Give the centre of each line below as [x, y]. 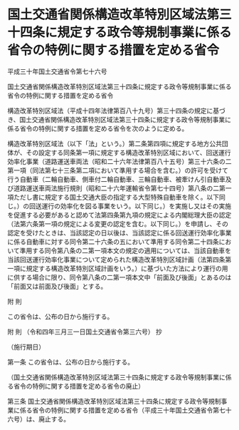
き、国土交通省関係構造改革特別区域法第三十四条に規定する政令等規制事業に [119, 119]
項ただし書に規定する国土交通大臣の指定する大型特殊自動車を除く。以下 [113, 197]
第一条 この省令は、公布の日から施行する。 [70, 362]
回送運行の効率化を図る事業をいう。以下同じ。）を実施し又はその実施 [130, 206]
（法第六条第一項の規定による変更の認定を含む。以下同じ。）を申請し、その [118, 224]
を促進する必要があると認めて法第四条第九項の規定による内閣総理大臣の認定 [119, 215]
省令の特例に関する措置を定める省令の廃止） [79, 386]
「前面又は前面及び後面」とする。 [57, 286]
